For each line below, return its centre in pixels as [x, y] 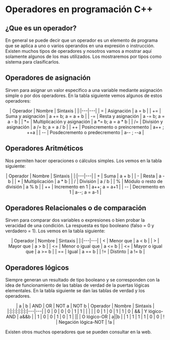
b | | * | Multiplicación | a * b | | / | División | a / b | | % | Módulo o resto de [85, 181]
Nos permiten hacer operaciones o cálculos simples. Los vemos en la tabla [84, 161]
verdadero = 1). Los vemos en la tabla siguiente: [55, 231]
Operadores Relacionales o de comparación [76, 208]
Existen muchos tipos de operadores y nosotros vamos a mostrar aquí [78, 51]
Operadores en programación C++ [79, 9]
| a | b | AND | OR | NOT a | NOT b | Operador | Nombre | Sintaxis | [85, 306]
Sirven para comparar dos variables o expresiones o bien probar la [75, 220]
